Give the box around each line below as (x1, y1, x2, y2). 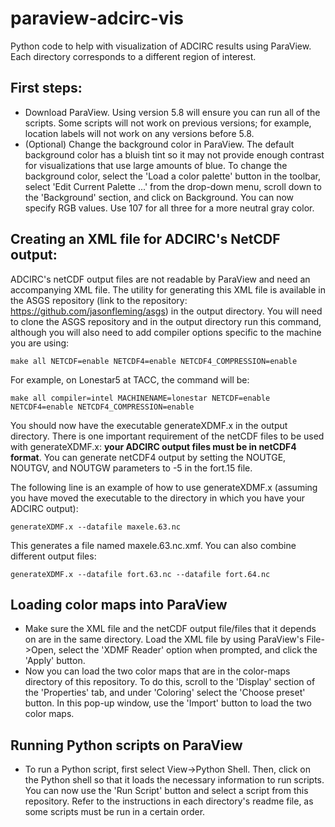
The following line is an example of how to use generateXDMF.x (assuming (10, 481, 318, 493)
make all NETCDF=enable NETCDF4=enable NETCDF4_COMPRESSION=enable (10, 356, 298, 366)
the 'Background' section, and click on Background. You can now (24, 191, 295, 203)
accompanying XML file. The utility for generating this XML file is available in (10, 283, 326, 296)
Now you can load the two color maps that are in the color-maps (24, 665, 291, 677)
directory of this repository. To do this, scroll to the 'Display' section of (24, 676, 316, 688)
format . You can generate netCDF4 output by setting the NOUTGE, (10, 451, 287, 463)
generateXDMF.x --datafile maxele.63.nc (10, 522, 182, 532)
